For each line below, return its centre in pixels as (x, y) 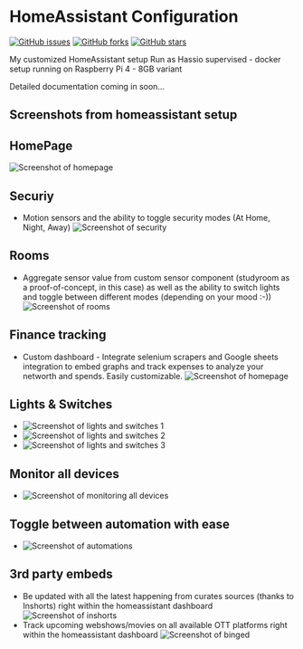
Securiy (32, 196)
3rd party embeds (61, 574)
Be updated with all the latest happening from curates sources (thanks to (158, 596)
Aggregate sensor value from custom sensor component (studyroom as (156, 277)
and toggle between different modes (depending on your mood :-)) (147, 297)
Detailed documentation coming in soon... (87, 86)
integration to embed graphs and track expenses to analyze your (143, 366)
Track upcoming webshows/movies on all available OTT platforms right (155, 625)
